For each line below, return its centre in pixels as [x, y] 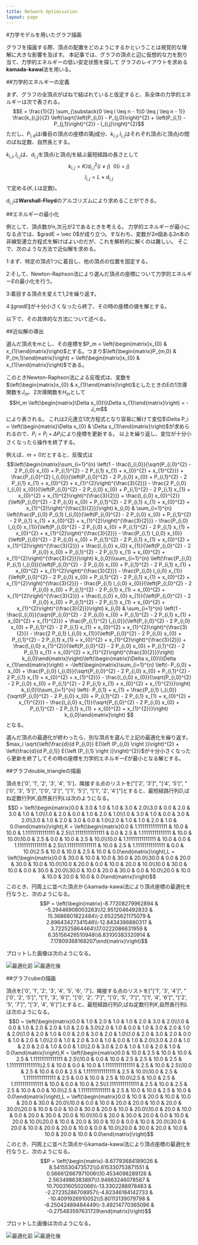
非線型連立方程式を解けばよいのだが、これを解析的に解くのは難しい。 [91, 242]
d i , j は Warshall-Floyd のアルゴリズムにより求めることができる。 [83, 201]
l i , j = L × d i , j [99, 177]
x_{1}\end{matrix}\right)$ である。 [47, 365]
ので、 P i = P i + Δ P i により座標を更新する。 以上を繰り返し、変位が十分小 [104, 434]
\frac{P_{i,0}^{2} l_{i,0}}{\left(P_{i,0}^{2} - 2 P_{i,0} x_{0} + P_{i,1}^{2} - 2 [99, 477]
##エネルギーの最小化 [33, 214]
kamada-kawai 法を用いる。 [40, 69]
